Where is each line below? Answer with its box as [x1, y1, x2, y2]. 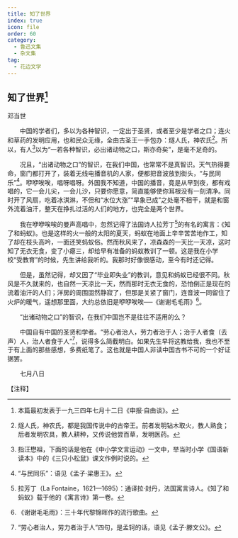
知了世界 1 [7, 89, 48, 103]
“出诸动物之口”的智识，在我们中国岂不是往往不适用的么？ [19, 313, 187, 321]
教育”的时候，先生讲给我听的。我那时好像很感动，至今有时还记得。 [22, 256, 218, 264]
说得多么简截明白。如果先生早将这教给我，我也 [81, 337, 218, 345]
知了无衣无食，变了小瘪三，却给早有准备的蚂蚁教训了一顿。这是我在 [7, 247, 206, 255]
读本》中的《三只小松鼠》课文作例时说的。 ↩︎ [17, 454, 149, 463]
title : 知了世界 [7, 10, 51, 18]
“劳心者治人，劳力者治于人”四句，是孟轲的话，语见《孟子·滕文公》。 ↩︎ [17, 523, 222, 532]
